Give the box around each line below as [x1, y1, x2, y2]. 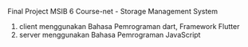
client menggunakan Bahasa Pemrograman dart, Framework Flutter [18, 22, 240, 31]
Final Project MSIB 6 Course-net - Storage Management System [7, 7, 218, 16]
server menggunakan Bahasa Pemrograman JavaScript [18, 31, 201, 39]
